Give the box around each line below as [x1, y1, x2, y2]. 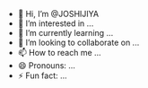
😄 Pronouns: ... [17, 60, 76, 71]
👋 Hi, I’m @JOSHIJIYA [17, 9, 100, 19]
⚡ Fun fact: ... [17, 70, 67, 81]
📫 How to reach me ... [17, 48, 101, 57]
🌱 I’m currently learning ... [17, 28, 114, 38]
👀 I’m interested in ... [17, 18, 94, 29]
